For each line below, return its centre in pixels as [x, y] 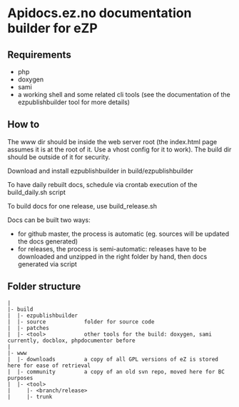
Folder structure [44, 287]
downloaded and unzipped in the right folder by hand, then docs [112, 256]
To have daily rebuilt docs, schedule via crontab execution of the [102, 184]
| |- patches [29, 328]
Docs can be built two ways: [49, 220]
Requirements [39, 55]
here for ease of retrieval [49, 366]
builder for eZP [52, 28]
